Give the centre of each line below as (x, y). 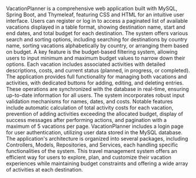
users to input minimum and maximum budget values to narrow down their (96, 58)
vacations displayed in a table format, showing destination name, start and (96, 27)
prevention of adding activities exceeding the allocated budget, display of (94, 114)
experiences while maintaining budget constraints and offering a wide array (97, 163)
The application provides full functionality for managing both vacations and (97, 76)
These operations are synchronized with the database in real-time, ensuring (97, 89)
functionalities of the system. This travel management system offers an (92, 151)
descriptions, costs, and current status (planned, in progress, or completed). (98, 70)
